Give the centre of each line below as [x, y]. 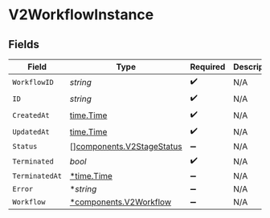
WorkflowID [33, 82]
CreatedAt [31, 115]
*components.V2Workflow [120, 202]
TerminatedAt [37, 176]
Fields [24, 44]
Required [208, 67]
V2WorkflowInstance [81, 15]
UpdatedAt [31, 131]
